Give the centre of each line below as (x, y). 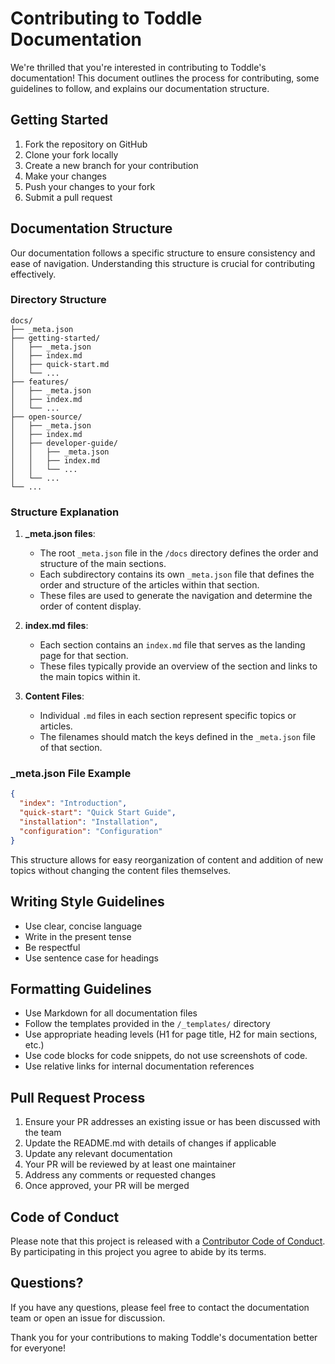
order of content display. (90, 606)
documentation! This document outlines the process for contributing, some (165, 78)
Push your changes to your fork (90, 186)
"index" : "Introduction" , (73, 803)
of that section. (71, 748)
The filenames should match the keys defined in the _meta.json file (177, 737)
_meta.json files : (60, 534)
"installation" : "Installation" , (89, 822)
